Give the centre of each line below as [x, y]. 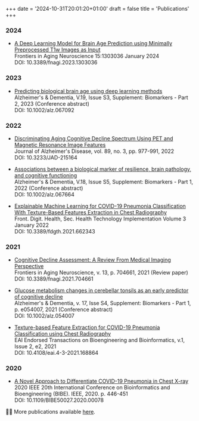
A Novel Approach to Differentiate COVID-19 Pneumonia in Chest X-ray [101, 381]
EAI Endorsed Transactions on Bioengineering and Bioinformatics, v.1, [99, 340]
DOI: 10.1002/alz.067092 [44, 110]
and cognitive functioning [46, 175]
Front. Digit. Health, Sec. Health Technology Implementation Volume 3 [100, 219]
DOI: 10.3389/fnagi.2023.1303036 [56, 63]
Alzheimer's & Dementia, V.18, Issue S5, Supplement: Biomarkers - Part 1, [104, 182]
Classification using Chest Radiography [63, 334]
